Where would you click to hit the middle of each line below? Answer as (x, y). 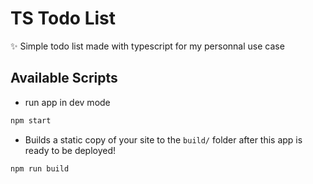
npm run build (40, 168)
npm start (31, 120)
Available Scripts (64, 78)
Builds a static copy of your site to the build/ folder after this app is (163, 139)
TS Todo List (63, 18)
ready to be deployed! (70, 150)
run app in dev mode (67, 102)
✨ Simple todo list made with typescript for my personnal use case (147, 46)
